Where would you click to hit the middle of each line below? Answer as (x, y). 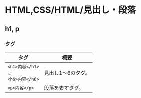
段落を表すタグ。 (64, 88)
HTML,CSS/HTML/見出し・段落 (70, 10)
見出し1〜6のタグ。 (67, 73)
